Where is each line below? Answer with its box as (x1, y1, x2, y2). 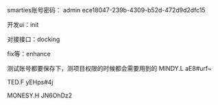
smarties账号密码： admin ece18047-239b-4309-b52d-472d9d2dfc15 (7, 6, 206, 14)
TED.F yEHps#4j (7, 78, 53, 86)
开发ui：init (7, 21, 39, 29)
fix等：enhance (7, 50, 51, 58)
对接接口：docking (7, 35, 60, 43)
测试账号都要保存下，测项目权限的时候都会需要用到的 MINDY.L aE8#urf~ (7, 65, 213, 72)
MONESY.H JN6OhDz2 (7, 91, 73, 100)
